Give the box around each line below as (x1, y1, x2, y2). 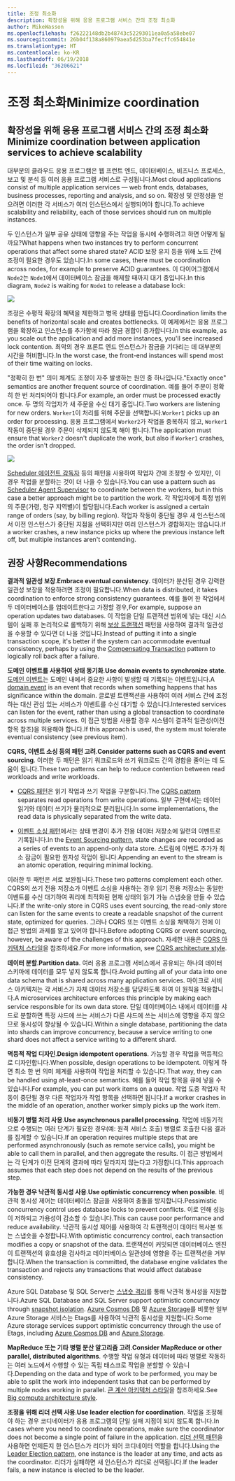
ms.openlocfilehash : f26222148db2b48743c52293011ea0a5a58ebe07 (7, 29, 196, 37)
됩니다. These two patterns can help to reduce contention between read (20, 765, 225, 773)
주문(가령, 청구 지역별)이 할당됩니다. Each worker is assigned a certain (14, 502, 210, 510)
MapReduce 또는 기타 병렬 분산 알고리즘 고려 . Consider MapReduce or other (7, 1343, 222, 1352)
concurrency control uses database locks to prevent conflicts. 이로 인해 (7, 1205, 212, 1214)
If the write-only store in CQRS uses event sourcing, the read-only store (20, 901, 227, 910)
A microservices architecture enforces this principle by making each (14, 994, 211, 1002)
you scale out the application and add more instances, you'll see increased (7, 334, 223, 343)
